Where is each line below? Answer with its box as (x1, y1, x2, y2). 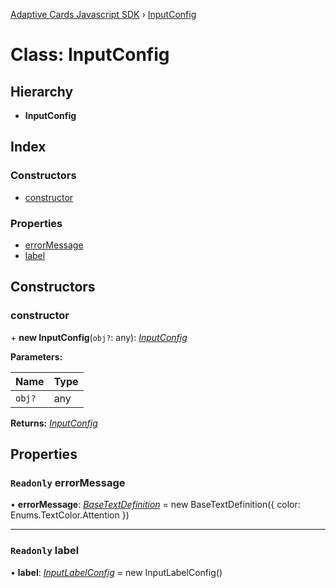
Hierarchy (10, 83, 74, 100)
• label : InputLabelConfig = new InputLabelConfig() (10, 566, 223, 578)
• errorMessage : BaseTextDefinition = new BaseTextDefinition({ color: (10, 499, 301, 511)
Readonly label (10, 544, 80, 558)
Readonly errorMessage (10, 475, 126, 489)
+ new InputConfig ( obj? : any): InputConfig (10, 331, 188, 343)
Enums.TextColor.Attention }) (10, 509, 130, 521)
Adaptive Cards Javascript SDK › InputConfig (10, 9, 197, 20)
